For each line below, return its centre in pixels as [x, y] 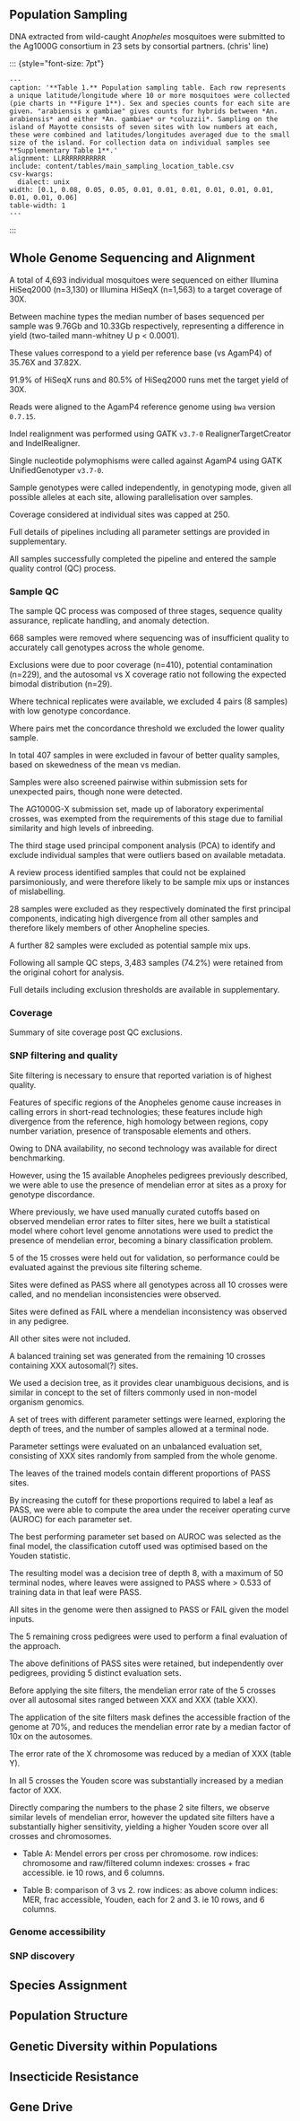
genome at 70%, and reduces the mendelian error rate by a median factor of [150, 1726]
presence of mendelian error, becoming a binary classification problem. [141, 1240]
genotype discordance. [52, 1194]
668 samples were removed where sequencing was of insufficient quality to [149, 637]
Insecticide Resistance [74, 2077]
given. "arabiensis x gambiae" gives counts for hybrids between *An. [144, 111]
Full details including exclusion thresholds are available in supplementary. [145, 989]
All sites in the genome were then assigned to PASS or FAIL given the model [149, 1609]
